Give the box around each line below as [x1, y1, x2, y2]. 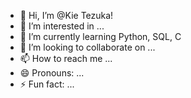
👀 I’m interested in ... [19, 20, 105, 32]
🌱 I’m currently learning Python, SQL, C [19, 31, 182, 42]
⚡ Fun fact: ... [19, 78, 75, 90]
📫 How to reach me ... [19, 53, 113, 64]
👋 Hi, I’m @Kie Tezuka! [19, 10, 114, 21]
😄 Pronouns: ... [19, 67, 85, 79]
